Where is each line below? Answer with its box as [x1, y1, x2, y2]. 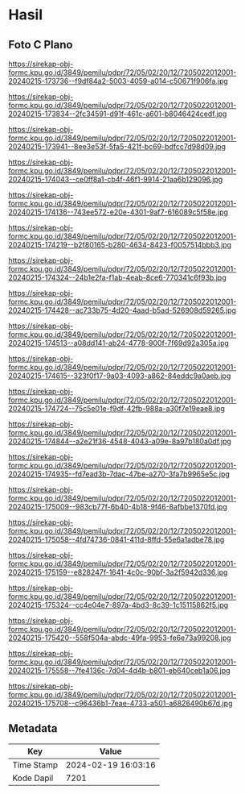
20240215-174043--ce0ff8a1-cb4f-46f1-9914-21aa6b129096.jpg [8, 175, 223, 184]
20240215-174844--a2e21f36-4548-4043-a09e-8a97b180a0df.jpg [8, 437, 231, 446]
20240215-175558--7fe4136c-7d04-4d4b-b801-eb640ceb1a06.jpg [8, 666, 231, 675]
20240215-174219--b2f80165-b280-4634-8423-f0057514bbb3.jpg [8, 240, 231, 249]
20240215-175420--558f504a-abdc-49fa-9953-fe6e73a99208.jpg [8, 633, 231, 642]
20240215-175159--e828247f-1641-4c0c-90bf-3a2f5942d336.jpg [8, 567, 228, 577]
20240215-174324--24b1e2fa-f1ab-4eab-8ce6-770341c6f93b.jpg [8, 272, 227, 282]
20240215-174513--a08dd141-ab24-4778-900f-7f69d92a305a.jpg [8, 339, 229, 347]
